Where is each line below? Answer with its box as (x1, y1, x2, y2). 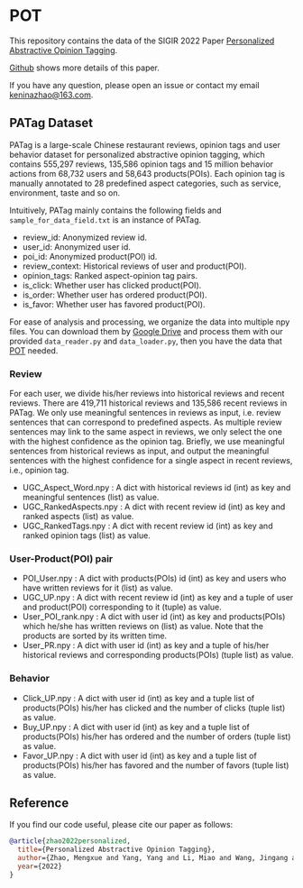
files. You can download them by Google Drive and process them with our (9, 325, 284, 336)
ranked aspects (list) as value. (22, 511, 134, 522)
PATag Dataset (9, 115, 93, 131)
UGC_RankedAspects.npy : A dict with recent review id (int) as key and (22, 501, 286, 512)
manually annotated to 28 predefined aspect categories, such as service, (9, 178, 281, 188)
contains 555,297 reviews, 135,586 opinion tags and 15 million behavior (9, 159, 273, 169)
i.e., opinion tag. (9, 465, 69, 476)
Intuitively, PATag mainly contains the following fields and (9, 205, 223, 215)
